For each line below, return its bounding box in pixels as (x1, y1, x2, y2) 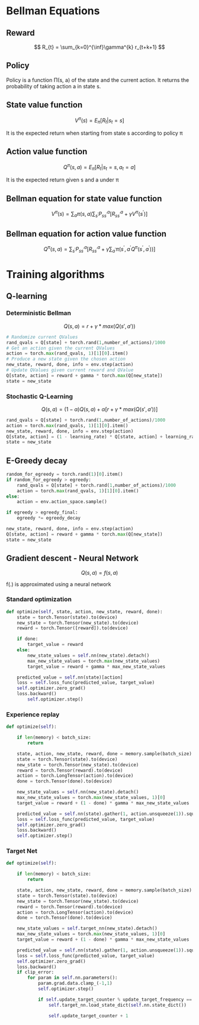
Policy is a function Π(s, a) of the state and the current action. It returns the (6, 76, 190, 84)
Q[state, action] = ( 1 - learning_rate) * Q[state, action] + (6, 434, 163, 440)
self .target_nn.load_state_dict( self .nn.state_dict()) (48, 1002, 187, 1008)
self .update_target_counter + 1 (48, 1013, 129, 1018)
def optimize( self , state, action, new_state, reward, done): (6, 609, 163, 615)
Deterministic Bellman (6, 309, 72, 317)
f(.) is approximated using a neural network (6, 580, 111, 588)
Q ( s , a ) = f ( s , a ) (81, 569, 118, 576)
